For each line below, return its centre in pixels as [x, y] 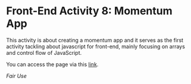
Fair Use [16, 76]
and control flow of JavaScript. [44, 52]
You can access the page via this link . [52, 64]
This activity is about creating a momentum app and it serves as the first [95, 40]
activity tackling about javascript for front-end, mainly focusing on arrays [96, 46]
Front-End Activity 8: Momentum [89, 11]
